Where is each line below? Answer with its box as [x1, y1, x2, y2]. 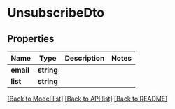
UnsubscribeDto [7, 5, 105, 21]
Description [64, 54, 105, 63]
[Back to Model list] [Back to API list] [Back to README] [7, 94, 168, 103]
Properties [7, 33, 55, 45]
